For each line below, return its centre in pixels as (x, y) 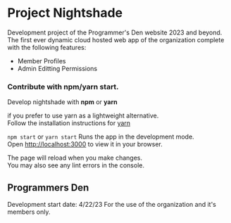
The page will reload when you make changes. (75, 158)
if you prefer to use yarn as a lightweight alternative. (83, 116)
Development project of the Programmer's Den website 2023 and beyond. (115, 32)
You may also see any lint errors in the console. (76, 165)
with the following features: (47, 47)
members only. (29, 212)
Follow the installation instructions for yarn (69, 123)
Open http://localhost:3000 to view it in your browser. (85, 144)
